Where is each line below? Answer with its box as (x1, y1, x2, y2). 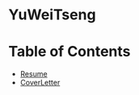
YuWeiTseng (8, 6, 96, 24)
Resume (19, 69, 48, 79)
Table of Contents (8, 43, 131, 61)
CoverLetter (19, 78, 61, 88)
